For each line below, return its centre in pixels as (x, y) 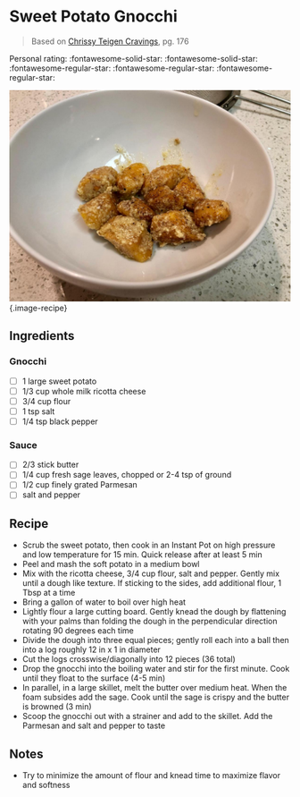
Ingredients (42, 336)
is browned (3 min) (57, 707)
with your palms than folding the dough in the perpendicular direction (150, 621)
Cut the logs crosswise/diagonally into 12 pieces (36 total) (129, 659)
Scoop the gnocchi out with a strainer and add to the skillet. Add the (147, 716)
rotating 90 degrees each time (78, 631)
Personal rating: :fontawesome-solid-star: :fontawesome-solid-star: (133, 58)
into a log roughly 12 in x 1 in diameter (91, 649)
